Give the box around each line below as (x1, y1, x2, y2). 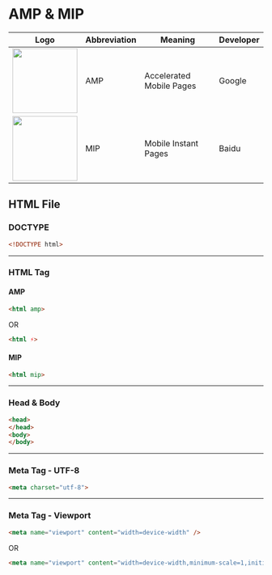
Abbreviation (85, 34, 137, 45)
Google (219, 74, 247, 86)
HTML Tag (8, 267, 50, 278)
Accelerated (144, 70, 191, 81)
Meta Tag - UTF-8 (8, 465, 80, 476)
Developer (219, 34, 260, 45)
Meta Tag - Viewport (8, 510, 91, 522)
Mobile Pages (144, 80, 197, 91)
